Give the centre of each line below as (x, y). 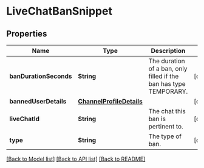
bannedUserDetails (38, 101)
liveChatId (25, 119)
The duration (167, 61)
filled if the (164, 76)
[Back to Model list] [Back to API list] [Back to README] (76, 159)
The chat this (167, 111)
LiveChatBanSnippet (59, 11)
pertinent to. (166, 126)
